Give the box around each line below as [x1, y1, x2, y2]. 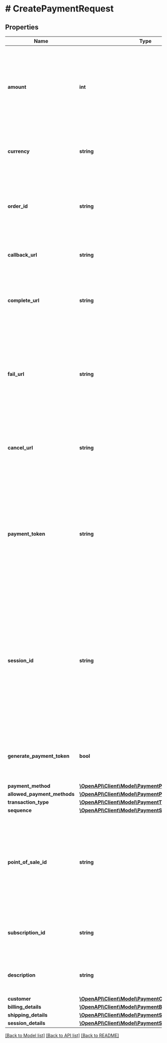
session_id [7, 657, 34, 664]
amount [7, 83, 26, 90]
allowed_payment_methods [7, 791, 75, 797]
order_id [7, 203, 28, 210]
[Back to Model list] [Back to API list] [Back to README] [5, 1033, 119, 1039]
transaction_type [7, 799, 49, 805]
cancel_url [7, 444, 33, 451]
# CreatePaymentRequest [5, 3, 114, 14]
